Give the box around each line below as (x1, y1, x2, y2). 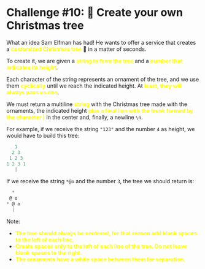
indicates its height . (6, 64, 58, 71)
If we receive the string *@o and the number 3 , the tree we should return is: (6, 178, 195, 185)
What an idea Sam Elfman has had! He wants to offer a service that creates (6, 39, 196, 46)
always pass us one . (6, 88, 60, 96)
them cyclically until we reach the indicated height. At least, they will (6, 82, 182, 89)
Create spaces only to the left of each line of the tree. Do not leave (15, 242, 187, 250)
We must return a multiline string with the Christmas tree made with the (6, 100, 188, 108)
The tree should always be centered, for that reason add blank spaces (15, 229, 198, 237)
